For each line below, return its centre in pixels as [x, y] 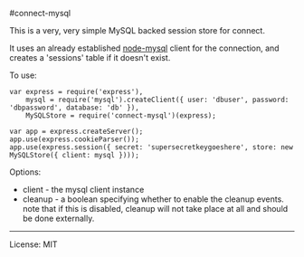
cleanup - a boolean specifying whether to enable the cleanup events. [153, 199]
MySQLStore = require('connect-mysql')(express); [121, 116]
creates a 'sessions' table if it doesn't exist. [90, 57]
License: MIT [33, 244]
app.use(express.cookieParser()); [75, 139]
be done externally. [58, 218]
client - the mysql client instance [83, 190]
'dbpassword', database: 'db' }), [75, 108]
